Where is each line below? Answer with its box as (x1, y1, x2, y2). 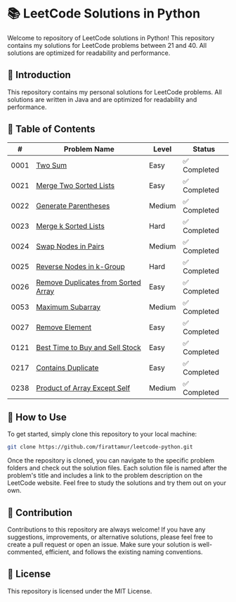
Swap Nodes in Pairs (36, 241, 105, 251)
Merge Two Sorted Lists (36, 180, 115, 190)
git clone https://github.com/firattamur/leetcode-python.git (7, 444, 193, 451)
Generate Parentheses (36, 201, 110, 211)
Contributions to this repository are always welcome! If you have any (7, 525, 206, 534)
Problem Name (63, 144, 114, 153)
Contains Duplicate (36, 363, 99, 372)
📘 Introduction (7, 69, 72, 81)
